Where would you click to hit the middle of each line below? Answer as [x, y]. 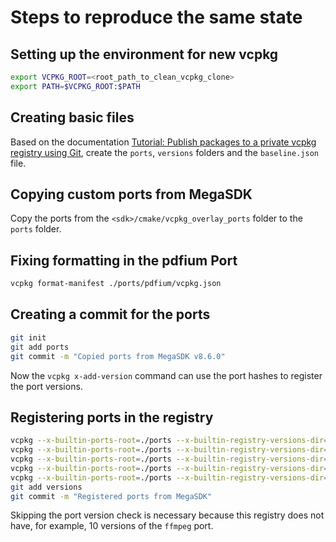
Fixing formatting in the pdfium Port [124, 260]
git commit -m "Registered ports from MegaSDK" [111, 496]
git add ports [40, 347]
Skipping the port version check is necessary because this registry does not [167, 515]
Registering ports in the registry [112, 417]
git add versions [46, 487]
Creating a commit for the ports [110, 314]
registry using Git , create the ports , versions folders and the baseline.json [164, 152]
